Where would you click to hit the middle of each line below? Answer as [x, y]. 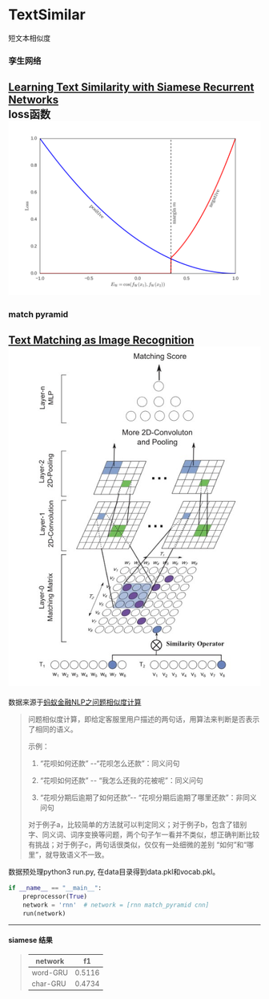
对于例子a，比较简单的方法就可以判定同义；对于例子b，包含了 [130, 825]
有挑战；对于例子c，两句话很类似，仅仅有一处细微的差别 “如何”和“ [137, 845]
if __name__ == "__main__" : [55, 888]
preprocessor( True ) [55, 897]
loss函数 [30, 114]
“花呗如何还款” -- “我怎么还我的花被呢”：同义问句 [122, 781]
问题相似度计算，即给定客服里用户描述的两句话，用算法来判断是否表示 [144, 720]
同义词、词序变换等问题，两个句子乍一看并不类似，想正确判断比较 [151, 835]
